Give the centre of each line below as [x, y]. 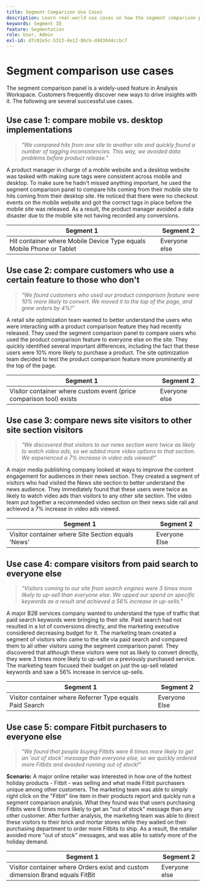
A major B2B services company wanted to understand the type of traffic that [103, 613]
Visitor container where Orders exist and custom [79, 867]
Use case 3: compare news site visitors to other [99, 420]
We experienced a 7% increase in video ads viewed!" [89, 458]
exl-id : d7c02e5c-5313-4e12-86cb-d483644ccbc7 [67, 41]
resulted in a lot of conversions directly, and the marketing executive [93, 627]
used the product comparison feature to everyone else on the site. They [97, 339]
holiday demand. [28, 842]
